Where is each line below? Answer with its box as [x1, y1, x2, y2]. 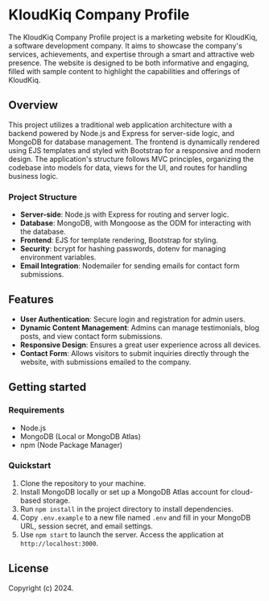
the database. [19, 227, 66, 237]
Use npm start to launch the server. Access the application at [19, 529, 224, 539]
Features [8, 292, 54, 307]
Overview [8, 98, 59, 112]
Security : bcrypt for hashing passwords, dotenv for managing [19, 244, 226, 254]
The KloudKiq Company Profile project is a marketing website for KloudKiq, [8, 32, 258, 42]
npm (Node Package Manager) [19, 440, 123, 450]
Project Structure [8, 191, 77, 202]
